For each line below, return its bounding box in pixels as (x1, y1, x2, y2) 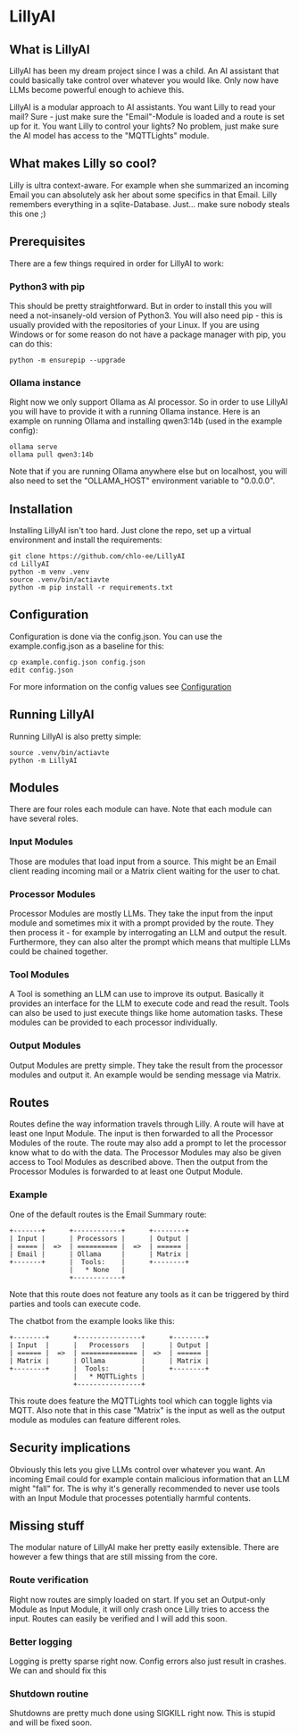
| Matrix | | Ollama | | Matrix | (9, 1356, 210, 1365)
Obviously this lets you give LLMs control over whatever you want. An (9, 1463, 266, 1475)
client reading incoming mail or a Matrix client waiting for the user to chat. (9, 865, 281, 876)
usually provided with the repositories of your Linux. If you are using (9, 319, 260, 330)
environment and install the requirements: (9, 534, 162, 546)
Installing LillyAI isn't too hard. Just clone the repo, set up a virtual (9, 525, 252, 536)
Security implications (9, 1440, 131, 1455)
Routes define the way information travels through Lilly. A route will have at (9, 1119, 285, 1129)
